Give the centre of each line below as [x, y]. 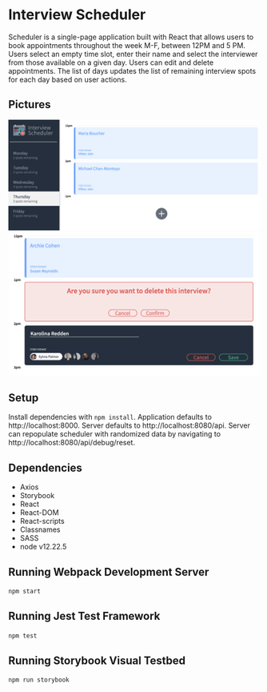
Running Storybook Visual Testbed [97, 661]
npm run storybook [39, 680]
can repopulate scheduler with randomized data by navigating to [115, 434]
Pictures [30, 105]
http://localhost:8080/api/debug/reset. [72, 443]
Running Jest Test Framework [84, 616]
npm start [25, 591]
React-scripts [42, 521]
